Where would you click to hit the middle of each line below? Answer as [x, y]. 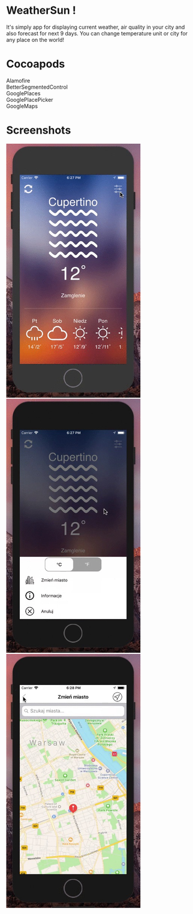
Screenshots [39, 130]
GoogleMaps [22, 106]
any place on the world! [35, 40]
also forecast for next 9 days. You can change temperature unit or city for [97, 33]
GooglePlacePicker [30, 99]
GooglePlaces [23, 93]
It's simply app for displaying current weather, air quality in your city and [96, 27]
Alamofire [18, 80]
